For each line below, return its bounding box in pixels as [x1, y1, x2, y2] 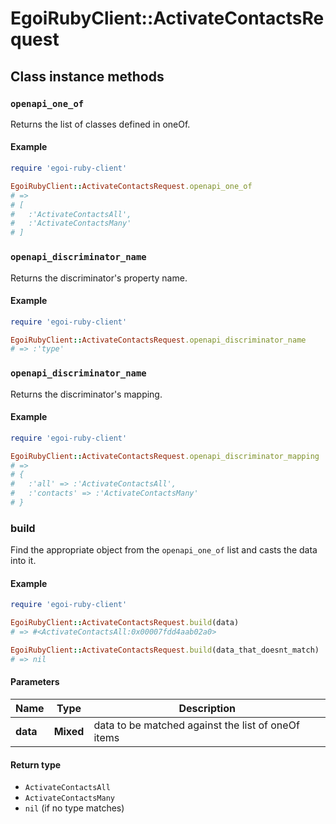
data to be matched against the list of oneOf [93, 718, 300, 732]
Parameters [10, 676, 60, 688]
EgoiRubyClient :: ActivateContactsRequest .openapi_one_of [10, 181, 253, 191]
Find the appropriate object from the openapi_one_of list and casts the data [10, 544, 318, 556]
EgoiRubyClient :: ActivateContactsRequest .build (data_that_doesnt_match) [10, 645, 320, 656]
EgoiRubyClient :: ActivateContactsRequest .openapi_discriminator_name [10, 335, 307, 345]
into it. [10, 555, 37, 567]
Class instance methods [10, 68, 165, 85]
